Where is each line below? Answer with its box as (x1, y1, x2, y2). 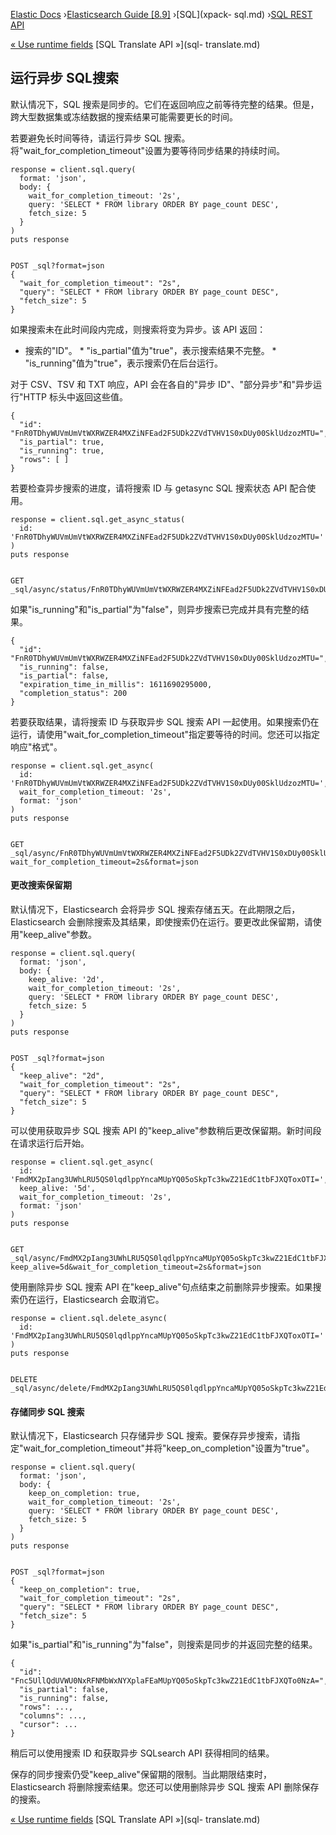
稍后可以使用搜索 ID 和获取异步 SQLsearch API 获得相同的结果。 (10, 1747, 275, 1759)
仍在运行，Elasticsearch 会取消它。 (18, 1294, 165, 1306)
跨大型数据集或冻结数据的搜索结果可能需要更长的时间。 (10, 110, 238, 123)
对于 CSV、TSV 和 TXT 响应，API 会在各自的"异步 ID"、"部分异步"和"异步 (10, 378, 314, 390)
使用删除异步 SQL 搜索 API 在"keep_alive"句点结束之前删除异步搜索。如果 (10, 1281, 313, 1293)
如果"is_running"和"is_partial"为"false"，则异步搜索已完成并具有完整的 (10, 603, 301, 615)
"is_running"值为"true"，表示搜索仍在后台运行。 (24, 357, 223, 369)
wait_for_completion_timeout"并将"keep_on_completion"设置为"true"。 (23, 1442, 315, 1454)
